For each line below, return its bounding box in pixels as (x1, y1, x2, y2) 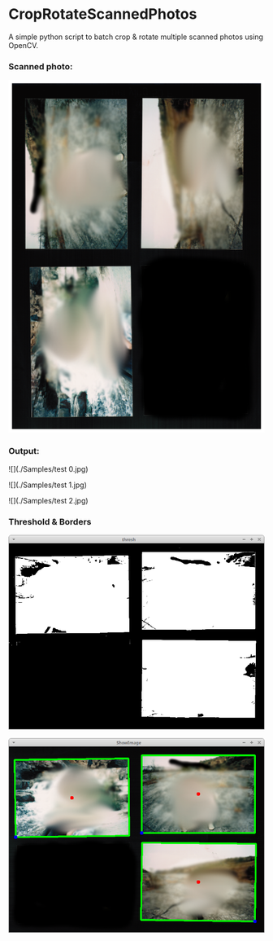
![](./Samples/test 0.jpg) (8, 464, 89, 473)
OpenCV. (8, 40, 39, 50)
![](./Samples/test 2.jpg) (8, 495, 89, 505)
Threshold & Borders (8, 516, 92, 527)
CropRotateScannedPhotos (8, 5, 197, 24)
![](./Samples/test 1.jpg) (8, 480, 87, 490)
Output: (8, 446, 40, 457)
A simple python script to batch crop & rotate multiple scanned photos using (8, 32, 264, 42)
